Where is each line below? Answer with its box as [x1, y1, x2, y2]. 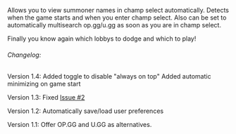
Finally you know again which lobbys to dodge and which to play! [7, 34, 197, 43]
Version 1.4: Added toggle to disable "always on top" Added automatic [7, 72, 211, 81]
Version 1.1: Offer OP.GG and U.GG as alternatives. [7, 121, 152, 129]
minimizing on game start [7, 80, 81, 88]
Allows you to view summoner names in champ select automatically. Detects [7, 6, 230, 14]
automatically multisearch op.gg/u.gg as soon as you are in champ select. [7, 21, 222, 29]
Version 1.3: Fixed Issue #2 [7, 93, 85, 102]
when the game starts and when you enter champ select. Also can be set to [7, 13, 227, 22]
